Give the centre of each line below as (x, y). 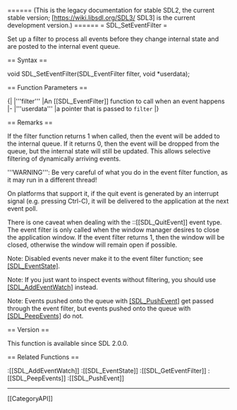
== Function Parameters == (48, 87)
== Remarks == (30, 122)
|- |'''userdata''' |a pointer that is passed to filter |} (83, 109)
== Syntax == (28, 60)
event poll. (23, 209)
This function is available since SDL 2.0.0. (68, 343)
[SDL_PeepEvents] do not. (45, 316)
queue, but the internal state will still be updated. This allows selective (109, 151)
